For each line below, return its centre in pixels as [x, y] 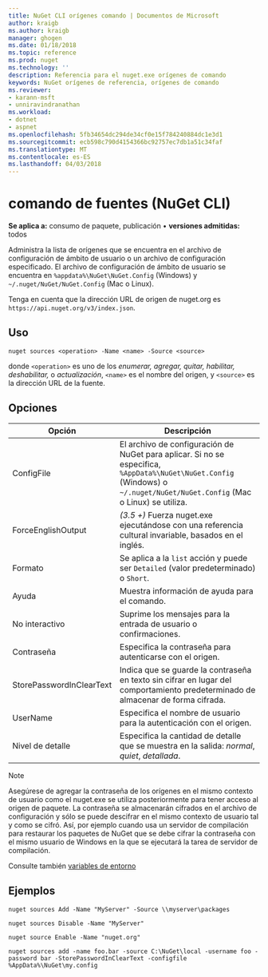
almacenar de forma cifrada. [172, 700]
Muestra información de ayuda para [186, 590]
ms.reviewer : [30, 90]
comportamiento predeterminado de [187, 689]
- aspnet [23, 127]
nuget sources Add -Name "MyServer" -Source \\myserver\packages [119, 909]
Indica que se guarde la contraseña [185, 669]
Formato [28, 568]
